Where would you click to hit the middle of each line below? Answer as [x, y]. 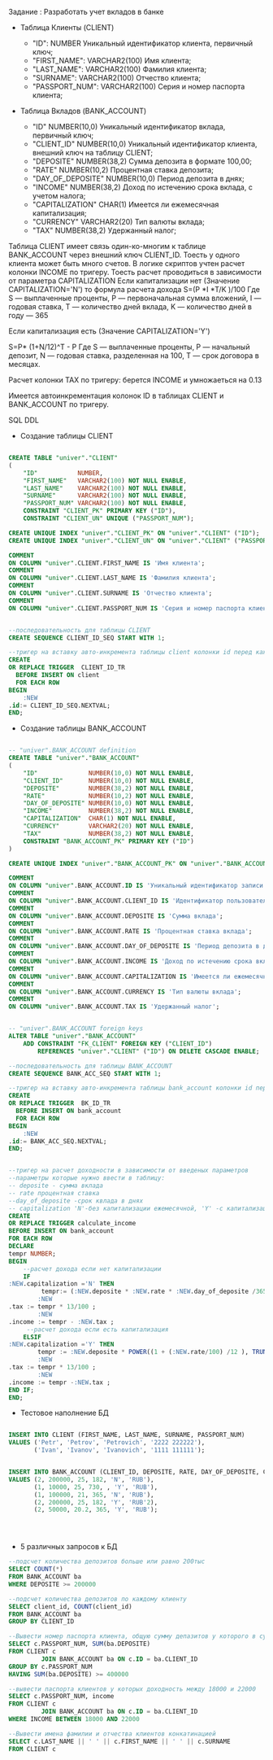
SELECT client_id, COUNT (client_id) [70, 1606]
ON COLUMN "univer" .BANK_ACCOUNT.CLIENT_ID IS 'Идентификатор [116, 901]
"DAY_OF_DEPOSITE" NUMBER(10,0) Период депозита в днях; [139, 179]
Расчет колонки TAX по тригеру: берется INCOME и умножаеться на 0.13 [135, 380]
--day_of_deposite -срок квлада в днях [76, 1201]
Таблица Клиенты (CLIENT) [67, 27]
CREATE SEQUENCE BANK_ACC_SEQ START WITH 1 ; [85, 1073]
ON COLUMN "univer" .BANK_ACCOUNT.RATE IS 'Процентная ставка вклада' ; [130, 931]
